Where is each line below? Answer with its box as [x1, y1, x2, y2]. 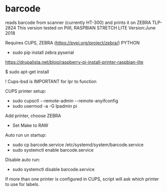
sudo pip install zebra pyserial [12, 49, 74, 55]
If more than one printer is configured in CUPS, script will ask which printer [5, 176, 160, 182]
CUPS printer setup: [5, 88, 46, 94]
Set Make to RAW [12, 122, 48, 128]
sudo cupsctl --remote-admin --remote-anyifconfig [12, 98, 119, 104]
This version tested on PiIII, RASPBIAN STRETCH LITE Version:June [17, 24, 156, 30]
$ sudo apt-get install [5, 68, 49, 75]
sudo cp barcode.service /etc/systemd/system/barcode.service [12, 142, 144, 148]
